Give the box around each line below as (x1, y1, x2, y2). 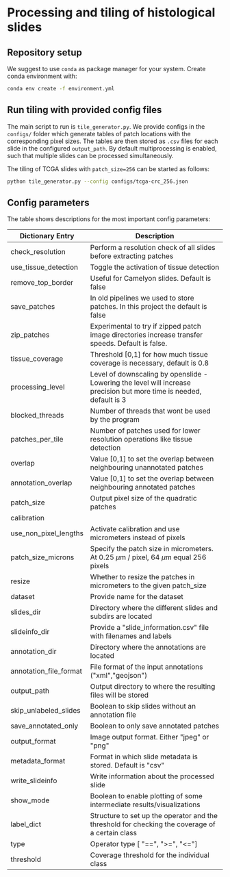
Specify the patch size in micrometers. (90, 544, 214, 554)
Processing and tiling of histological (7, 5, 216, 21)
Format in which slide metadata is (90, 752, 199, 761)
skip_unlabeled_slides (10, 706, 81, 715)
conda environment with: (7, 72, 77, 80)
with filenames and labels (90, 631, 172, 641)
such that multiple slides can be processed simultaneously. (7, 151, 174, 160)
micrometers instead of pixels (90, 533, 186, 542)
